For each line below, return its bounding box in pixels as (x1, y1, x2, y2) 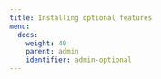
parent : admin (25, 47, 79, 56)
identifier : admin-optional (25, 55, 132, 64)
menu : (9, 22, 30, 31)
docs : (17, 30, 39, 39)
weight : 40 (25, 38, 67, 48)
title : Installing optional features (9, 13, 153, 23)
